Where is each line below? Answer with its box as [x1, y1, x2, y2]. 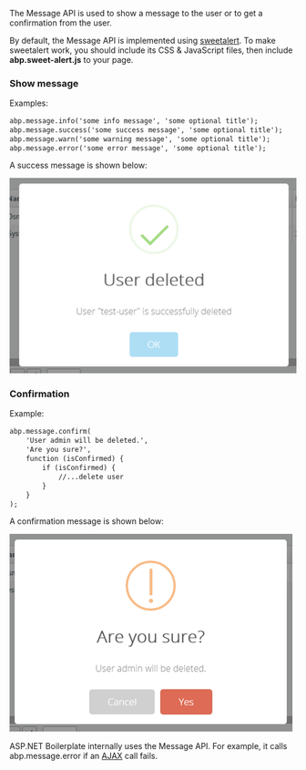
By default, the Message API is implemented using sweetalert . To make [9, 36, 276, 46]
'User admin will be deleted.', [25, 436, 148, 446]
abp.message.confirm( [9, 427, 92, 436]
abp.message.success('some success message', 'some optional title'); [9, 126, 283, 135]
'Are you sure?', [25, 446, 92, 455]
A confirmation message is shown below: [9, 516, 164, 527]
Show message [9, 77, 79, 89]
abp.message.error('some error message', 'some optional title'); [9, 144, 267, 153]
